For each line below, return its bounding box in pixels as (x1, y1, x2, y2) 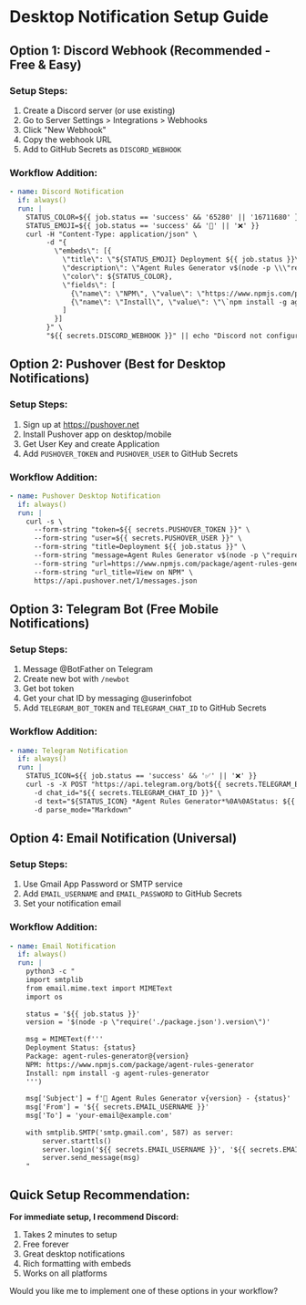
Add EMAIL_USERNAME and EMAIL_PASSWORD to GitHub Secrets (22, 888, 243, 899)
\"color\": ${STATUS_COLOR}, (62, 272, 173, 281)
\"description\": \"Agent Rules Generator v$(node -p (62, 264, 271, 273)
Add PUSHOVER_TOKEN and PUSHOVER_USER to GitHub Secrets (22, 448, 239, 459)
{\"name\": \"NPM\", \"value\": (70, 289, 194, 298)
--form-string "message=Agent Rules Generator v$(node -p (33, 551, 259, 560)
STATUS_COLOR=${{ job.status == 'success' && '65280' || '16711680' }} (25, 212, 303, 222)
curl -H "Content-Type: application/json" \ (25, 230, 198, 239)
